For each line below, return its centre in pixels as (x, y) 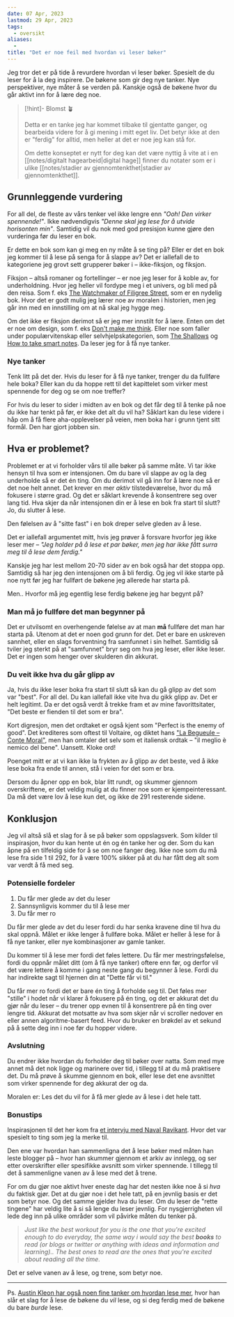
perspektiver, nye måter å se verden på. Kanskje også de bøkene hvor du (112, 87)
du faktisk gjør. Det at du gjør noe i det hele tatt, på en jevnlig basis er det (112, 1194)
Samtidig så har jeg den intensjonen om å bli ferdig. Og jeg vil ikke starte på (116, 573)
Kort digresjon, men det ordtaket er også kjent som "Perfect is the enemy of (116, 725)
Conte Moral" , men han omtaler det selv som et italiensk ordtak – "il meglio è (117, 740)
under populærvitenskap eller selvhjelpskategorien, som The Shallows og (112, 336)
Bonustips (25, 1114)
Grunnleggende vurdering (65, 197)
